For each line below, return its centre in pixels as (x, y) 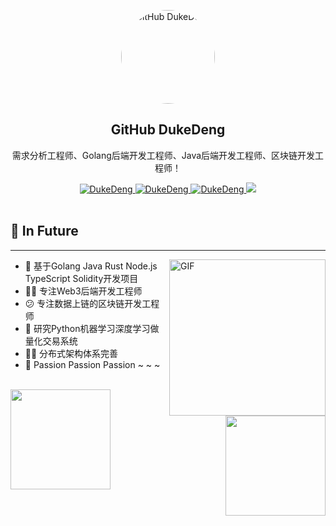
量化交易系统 (51, 341)
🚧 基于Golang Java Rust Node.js (91, 266)
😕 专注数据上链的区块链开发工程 (92, 303)
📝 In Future (44, 231)
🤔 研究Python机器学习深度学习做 (92, 328)
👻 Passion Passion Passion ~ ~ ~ (92, 364)
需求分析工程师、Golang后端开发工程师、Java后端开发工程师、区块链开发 (163, 155)
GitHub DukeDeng (168, 130)
